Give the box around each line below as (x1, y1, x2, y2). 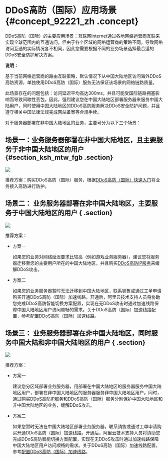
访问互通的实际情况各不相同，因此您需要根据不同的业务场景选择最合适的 (5, 45, 154, 51)
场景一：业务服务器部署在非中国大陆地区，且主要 (5, 136, 156, 144)
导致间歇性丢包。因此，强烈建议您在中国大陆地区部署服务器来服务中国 (13, 96, 158, 102)
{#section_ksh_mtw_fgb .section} (5, 153, 113, 162)
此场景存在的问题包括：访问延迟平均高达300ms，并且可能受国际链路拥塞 (5, 90, 155, 96)
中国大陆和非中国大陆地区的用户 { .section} (11, 338, 146, 347)
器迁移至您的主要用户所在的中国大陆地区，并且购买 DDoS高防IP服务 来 (12, 260, 156, 266)
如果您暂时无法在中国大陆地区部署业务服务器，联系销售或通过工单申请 (12, 423, 157, 430)
